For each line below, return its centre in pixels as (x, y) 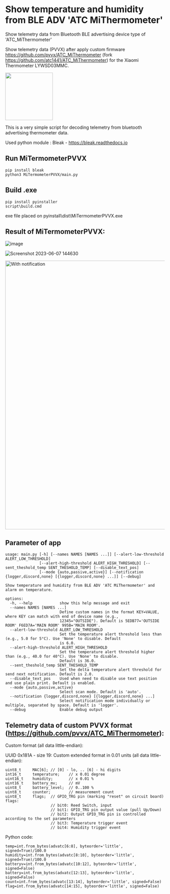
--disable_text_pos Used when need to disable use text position (83, 679)
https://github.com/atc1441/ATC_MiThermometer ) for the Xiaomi (72, 60)
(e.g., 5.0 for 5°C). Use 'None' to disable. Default (63, 639)
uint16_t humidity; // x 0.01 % (50, 779)
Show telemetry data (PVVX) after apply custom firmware (65, 49)
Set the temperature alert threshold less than (111, 634)
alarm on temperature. (29, 590)
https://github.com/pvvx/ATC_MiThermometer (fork (59, 55)
